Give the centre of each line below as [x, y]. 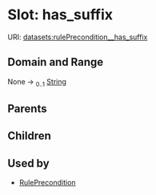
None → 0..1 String [37, 82]
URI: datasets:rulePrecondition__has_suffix [78, 37]
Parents [27, 109]
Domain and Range [56, 62]
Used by [28, 163]
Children [29, 136]
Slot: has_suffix [60, 15]
